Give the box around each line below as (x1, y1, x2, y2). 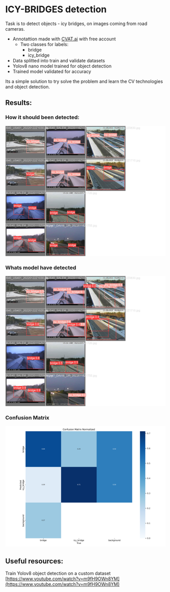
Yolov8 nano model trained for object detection (12, 63, 112, 69)
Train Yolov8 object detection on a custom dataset (5, 571, 111, 577)
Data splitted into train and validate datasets (12, 57, 105, 63)
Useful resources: (5, 557, 64, 565)
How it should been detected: (5, 114, 80, 121)
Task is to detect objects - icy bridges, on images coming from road (5, 20, 148, 27)
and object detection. (5, 83, 50, 90)
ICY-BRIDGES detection (5, 4, 107, 15)
